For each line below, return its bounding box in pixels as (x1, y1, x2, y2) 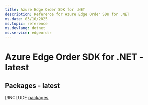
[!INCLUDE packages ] (5, 95, 50, 100)
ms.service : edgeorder (5, 30, 52, 35)
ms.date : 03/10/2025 (5, 16, 48, 21)
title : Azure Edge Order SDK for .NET (5, 7, 85, 12)
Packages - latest (5, 81, 60, 90)
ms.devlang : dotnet (5, 26, 46, 31)
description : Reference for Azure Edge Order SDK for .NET (5, 12, 130, 17)
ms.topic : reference (5, 21, 48, 26)
